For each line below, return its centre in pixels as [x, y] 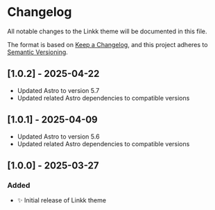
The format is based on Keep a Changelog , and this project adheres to [108, 44]
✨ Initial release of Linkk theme [61, 200]
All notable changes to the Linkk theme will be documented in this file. [107, 31]
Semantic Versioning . [37, 52]
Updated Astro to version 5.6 [58, 137]
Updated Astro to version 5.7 [58, 90]
